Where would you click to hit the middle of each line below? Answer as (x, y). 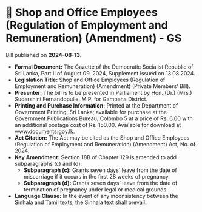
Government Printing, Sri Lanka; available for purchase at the (91, 112)
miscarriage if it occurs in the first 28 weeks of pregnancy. (97, 176)
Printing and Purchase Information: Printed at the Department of (96, 105)
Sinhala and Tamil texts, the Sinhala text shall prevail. (80, 202)
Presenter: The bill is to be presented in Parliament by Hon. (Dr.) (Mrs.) (103, 92)
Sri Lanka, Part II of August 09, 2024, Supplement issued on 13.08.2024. (105, 73)
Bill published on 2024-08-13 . (44, 55)
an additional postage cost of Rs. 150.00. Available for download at (98, 125)
